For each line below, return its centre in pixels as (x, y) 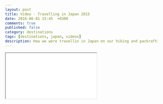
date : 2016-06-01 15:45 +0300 (37, 18)
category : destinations (29, 32)
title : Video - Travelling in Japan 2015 (48, 14)
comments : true (20, 23)
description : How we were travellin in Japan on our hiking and (71, 41)
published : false (23, 28)
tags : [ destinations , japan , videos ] (43, 37)
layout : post (18, 9)
